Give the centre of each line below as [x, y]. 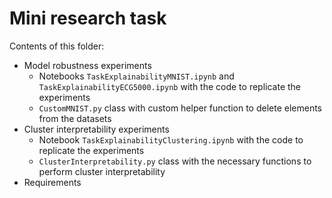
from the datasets [75, 118]
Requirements [52, 182]
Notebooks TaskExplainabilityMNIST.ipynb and [136, 76]
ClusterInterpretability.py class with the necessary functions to [175, 161]
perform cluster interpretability [102, 171]
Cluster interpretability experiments [96, 129]
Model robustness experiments [87, 65]
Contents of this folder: [57, 46]
